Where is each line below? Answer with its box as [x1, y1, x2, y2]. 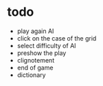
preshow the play [16, 49, 67, 57]
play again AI [16, 27, 54, 35]
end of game [16, 63, 54, 72]
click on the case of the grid [16, 34, 97, 42]
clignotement [16, 56, 55, 64]
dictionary [16, 70, 46, 79]
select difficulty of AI [16, 41, 77, 50]
